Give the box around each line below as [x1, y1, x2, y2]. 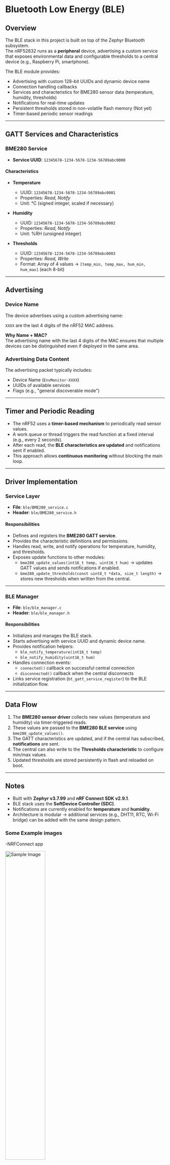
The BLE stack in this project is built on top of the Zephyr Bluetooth [5, 37, 145, 43]
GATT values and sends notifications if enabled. [20, 565, 120, 571]
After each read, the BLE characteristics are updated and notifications [12, 442, 160, 448]
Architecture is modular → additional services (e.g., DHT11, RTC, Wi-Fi [12, 811, 159, 818]
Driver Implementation [5, 478, 78, 486]
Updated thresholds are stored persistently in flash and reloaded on [12, 757, 154, 763]
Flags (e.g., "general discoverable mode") [12, 387, 100, 394]
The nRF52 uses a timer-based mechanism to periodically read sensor [12, 420, 161, 426]
